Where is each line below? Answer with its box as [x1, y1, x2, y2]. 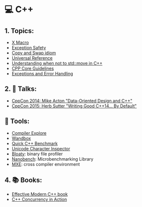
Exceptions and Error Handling [11, 71, 74, 76]
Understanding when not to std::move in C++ [11, 61, 103, 66]
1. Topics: [4, 26, 34, 35]
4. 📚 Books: [4, 176, 42, 185]
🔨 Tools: [4, 117, 30, 125]
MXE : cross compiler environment [11, 161, 80, 167]
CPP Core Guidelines [11, 65, 54, 71]
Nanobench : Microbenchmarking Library [11, 156, 94, 162]
